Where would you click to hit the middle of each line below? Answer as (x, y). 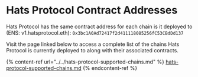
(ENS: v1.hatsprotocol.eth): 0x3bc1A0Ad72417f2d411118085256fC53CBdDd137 (95, 32)
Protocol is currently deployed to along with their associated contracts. (92, 50)
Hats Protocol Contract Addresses (92, 10)
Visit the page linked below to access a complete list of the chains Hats (93, 44)
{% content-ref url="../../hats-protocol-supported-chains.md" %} (85, 62)
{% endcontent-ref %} (110, 68)
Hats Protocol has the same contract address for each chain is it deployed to (99, 26)
